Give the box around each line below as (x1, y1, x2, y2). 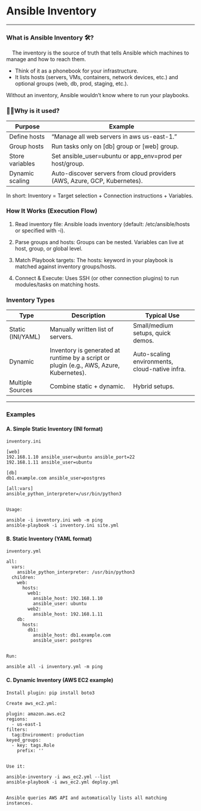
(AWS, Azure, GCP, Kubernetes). (51, 176, 143, 185)
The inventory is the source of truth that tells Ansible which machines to (11, 49, 190, 56)
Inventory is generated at (50, 346, 121, 355)
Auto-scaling (133, 350, 170, 358)
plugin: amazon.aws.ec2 (6, 711, 66, 717)
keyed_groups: (6, 737, 42, 743)
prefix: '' (17, 747, 44, 753)
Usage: (6, 507, 23, 513)
